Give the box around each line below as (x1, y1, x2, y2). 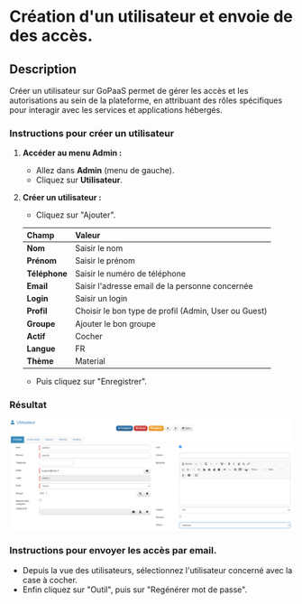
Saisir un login (75, 293, 128, 304)
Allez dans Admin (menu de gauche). (35, 165, 175, 176)
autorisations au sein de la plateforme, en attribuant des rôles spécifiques (9, 95, 283, 106)
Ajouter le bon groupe (75, 318, 156, 329)
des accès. (9, 25, 93, 46)
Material (75, 356, 105, 367)
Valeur (75, 229, 101, 240)
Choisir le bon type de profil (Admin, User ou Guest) (75, 305, 268, 317)
